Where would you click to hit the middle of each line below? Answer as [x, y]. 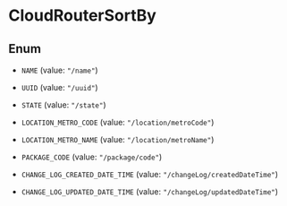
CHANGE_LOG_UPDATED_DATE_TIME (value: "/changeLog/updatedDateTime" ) [150, 192]
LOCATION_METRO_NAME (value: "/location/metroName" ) [118, 139]
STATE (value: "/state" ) [63, 105]
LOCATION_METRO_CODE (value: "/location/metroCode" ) [118, 122]
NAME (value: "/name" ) [60, 70]
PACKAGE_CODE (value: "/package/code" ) [92, 157]
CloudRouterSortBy [83, 16]
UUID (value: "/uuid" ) [60, 87]
